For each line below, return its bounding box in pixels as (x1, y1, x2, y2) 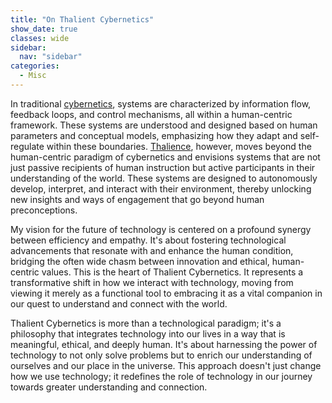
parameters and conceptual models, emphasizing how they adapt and (10, 129, 298, 141)
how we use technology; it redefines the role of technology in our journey (10, 370, 313, 382)
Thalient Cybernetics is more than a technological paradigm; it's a (10, 317, 282, 329)
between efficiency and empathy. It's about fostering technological (10, 234, 287, 246)
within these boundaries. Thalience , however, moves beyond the (46, 140, 312, 152)
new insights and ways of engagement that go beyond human (10, 193, 265, 205)
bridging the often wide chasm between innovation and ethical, (10, 255, 270, 267)
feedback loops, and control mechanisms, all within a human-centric (10, 108, 293, 120)
